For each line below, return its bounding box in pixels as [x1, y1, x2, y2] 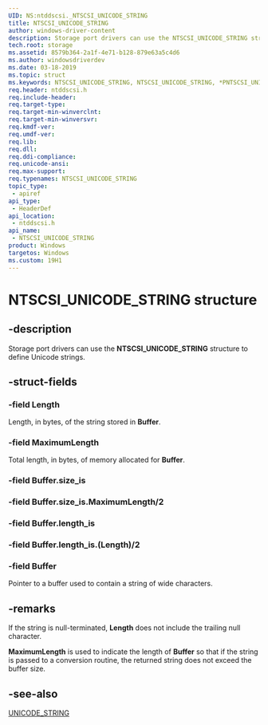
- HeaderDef [11, 204, 52, 212]
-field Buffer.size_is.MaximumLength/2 [8, 496, 164, 507]
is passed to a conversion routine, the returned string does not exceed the [8, 656, 252, 665]
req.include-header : [8, 93, 77, 101]
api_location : [8, 212, 56, 220]
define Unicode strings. [8, 352, 85, 361]
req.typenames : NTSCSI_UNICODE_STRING [8, 175, 137, 183]
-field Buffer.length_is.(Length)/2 [8, 539, 140, 550]
